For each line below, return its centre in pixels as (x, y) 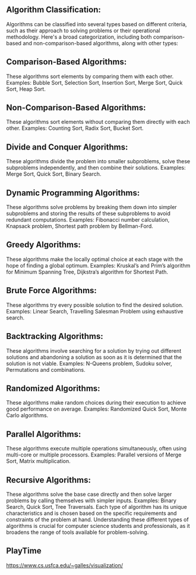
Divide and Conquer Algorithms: (67, 147)
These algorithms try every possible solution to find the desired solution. (95, 305)
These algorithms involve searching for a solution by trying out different (94, 350)
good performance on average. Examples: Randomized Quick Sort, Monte (97, 409)
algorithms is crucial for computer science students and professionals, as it (98, 526)
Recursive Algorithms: (48, 480)
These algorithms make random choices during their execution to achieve (96, 403)
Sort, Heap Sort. (26, 89)
